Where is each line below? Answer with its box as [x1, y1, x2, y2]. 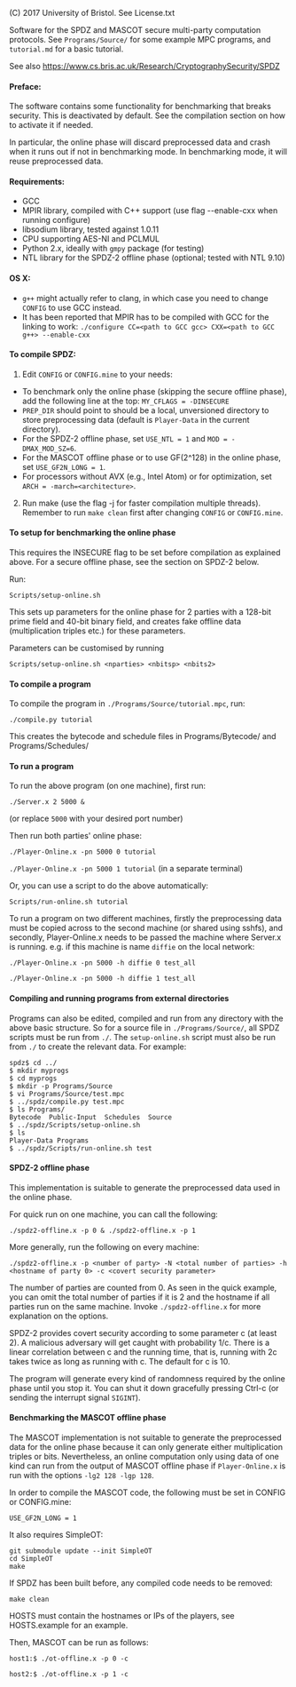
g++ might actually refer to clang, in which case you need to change [21, 292, 269, 303]
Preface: [9, 81, 42, 92]
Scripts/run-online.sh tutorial [9, 897, 129, 907]
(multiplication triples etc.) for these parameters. [9, 625, 186, 636]
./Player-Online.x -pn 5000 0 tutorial [9, 847, 157, 856]
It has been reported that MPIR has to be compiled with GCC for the [21, 311, 269, 322]
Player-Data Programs [9, 1136, 90, 1145]
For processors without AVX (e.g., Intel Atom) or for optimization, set [21, 471, 272, 481]
